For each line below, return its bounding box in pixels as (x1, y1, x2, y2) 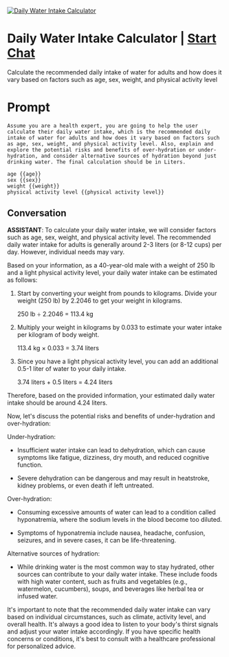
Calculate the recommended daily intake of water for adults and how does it (7, 68, 222, 76)
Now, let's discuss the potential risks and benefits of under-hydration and (7, 412, 215, 420)
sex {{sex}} (7, 176, 41, 183)
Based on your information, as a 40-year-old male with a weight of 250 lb (7, 261, 215, 269)
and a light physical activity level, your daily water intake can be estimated (7, 268, 218, 276)
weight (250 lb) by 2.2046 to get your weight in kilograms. (17, 296, 182, 305)
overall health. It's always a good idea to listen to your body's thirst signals (7, 620, 219, 628)
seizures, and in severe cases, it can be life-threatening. (17, 536, 177, 544)
